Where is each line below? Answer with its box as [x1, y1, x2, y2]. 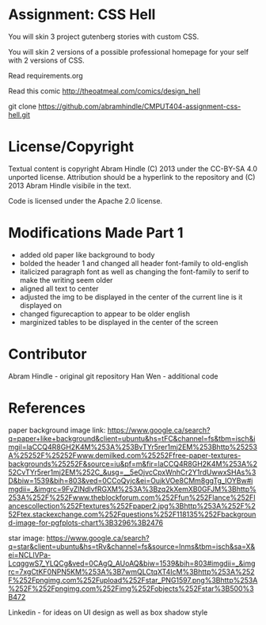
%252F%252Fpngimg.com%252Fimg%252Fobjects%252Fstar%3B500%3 [8, 584, 255, 593]
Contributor [8, 345, 87, 363]
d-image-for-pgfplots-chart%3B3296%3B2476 [8, 517, 164, 528]
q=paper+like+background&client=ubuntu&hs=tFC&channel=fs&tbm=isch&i [8, 433, 256, 443]
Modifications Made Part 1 [8, 224, 184, 242]
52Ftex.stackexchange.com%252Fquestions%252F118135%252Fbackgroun [8, 509, 256, 519]
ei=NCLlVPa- [8, 550, 51, 559]
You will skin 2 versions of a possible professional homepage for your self [8, 47, 249, 56]
